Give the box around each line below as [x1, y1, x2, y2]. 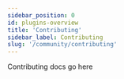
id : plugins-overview [7, 19, 79, 27]
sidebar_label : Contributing [7, 33, 103, 41]
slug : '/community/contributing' [7, 41, 118, 48]
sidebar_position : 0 [7, 11, 76, 20]
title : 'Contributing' [7, 26, 82, 34]
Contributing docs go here [7, 62, 93, 71]
